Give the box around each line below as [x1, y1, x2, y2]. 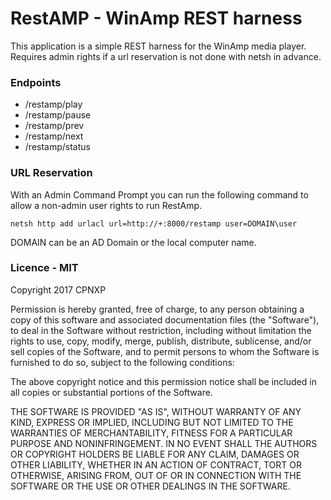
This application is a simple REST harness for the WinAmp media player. [10, 40, 307, 52]
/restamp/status [24, 141, 91, 153]
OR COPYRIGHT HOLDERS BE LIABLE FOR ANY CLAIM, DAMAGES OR [10, 448, 300, 460]
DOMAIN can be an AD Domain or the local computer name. [10, 236, 257, 248]
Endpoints [10, 75, 62, 89]
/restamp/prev [24, 120, 85, 132]
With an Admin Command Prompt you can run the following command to [10, 188, 309, 201]
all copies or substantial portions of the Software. [10, 386, 213, 398]
